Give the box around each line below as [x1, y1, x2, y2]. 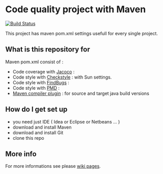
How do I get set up [5, 105, 68, 114]
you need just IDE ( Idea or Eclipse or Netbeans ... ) [12, 118, 120, 125]
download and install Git [12, 129, 64, 136]
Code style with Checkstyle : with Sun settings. [12, 74, 112, 80]
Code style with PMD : [12, 85, 60, 91]
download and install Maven [12, 124, 72, 130]
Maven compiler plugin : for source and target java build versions [12, 90, 149, 96]
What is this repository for [5, 45, 90, 54]
